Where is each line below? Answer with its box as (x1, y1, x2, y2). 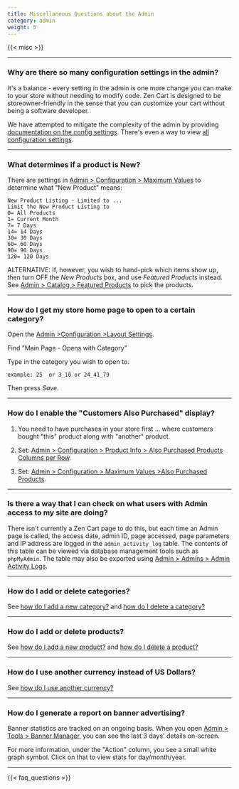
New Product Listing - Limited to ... (7, 197, 122, 204)
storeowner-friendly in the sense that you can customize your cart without (7, 99, 225, 107)
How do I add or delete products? (7, 627, 124, 637)
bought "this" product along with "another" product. (17, 431, 171, 441)
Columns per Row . (17, 453, 72, 462)
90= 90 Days (7, 247, 43, 254)
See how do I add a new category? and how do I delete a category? (7, 602, 205, 611)
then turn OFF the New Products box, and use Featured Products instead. (7, 273, 223, 281)
